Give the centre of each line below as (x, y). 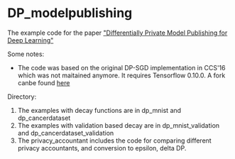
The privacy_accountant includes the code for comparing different (114, 141)
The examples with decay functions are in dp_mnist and (99, 110)
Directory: (22, 97)
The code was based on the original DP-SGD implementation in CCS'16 (121, 67)
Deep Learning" (31, 40)
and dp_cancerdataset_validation (66, 133)
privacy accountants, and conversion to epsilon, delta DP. (102, 148)
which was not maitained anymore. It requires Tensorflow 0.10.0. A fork (121, 75)
